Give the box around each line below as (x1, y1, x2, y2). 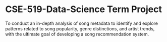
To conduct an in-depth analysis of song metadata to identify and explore (5, 20, 158, 26)
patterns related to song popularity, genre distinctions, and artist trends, (5, 25, 155, 31)
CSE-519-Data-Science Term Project (5, 4, 162, 15)
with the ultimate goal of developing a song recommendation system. (5, 31, 149, 37)
